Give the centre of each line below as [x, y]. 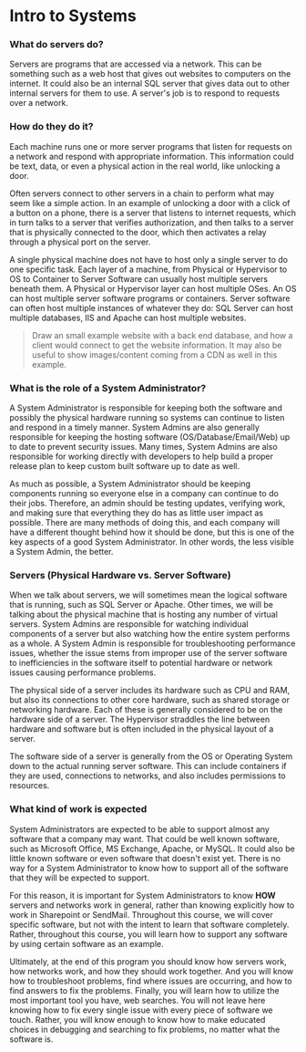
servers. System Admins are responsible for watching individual [129, 624]
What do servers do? [57, 45]
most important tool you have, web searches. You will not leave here [138, 1000]
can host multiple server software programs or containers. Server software [150, 298]
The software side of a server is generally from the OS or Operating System [151, 756]
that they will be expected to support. [80, 878]
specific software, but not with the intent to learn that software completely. [149, 924]
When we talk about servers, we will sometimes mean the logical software [148, 595]
